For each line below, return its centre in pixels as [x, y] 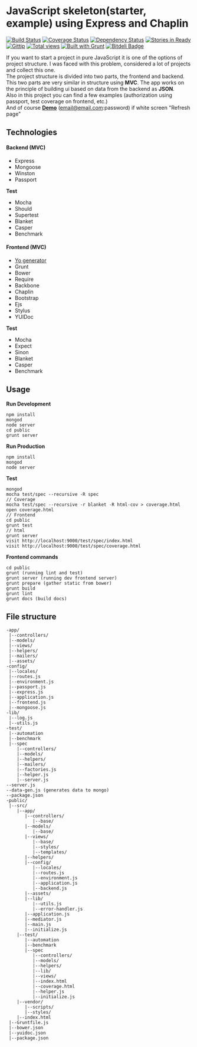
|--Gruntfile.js [29, 1023]
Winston [25, 173]
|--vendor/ [30, 1002]
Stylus [22, 310]
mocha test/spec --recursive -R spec [52, 494]
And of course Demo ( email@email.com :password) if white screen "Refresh [98, 107]
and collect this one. [31, 70]
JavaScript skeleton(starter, [76, 11]
